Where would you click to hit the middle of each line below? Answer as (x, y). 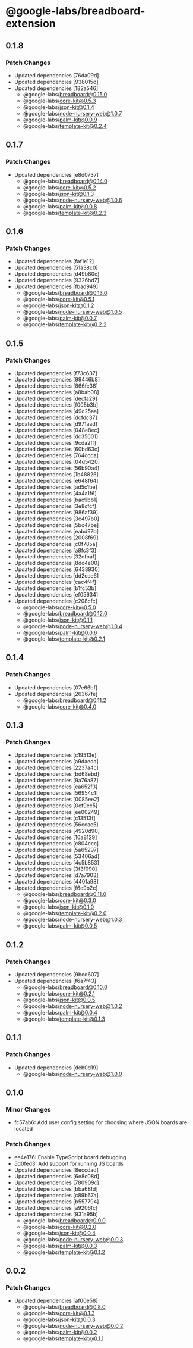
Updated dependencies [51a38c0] (56, 268)
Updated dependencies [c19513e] (55, 755)
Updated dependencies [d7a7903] (56, 875)
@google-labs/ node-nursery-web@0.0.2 (73, 1326)
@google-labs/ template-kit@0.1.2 (64, 1252)
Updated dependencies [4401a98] (56, 882)
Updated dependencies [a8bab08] (56, 392)
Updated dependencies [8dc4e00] (57, 563)
